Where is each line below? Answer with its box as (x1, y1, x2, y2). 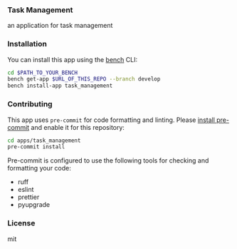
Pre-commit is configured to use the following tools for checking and (7, 156, 209, 165)
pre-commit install (7, 143, 65, 151)
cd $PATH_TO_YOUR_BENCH (7, 69, 78, 76)
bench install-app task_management (7, 82, 113, 90)
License (7, 218, 36, 228)
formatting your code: (7, 164, 71, 173)
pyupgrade (17, 200, 51, 209)
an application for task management (7, 21, 113, 30)
